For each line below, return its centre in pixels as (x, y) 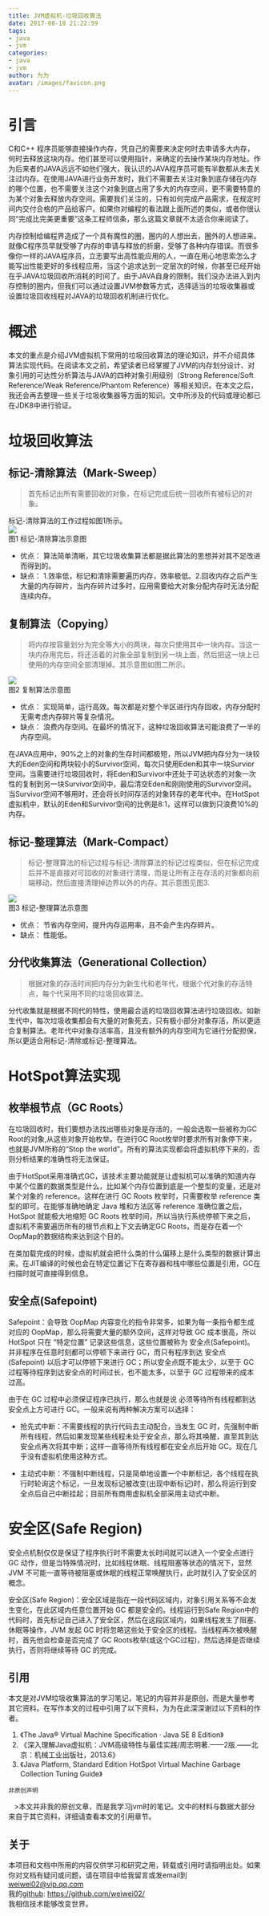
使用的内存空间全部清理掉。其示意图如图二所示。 (108, 665)
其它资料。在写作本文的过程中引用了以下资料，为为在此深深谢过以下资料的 (131, 1708)
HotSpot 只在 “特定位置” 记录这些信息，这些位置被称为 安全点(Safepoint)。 (131, 1342)
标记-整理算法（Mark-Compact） (92, 842)
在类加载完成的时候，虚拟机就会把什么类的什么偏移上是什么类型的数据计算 (131, 1253)
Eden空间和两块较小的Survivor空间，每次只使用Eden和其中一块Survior (138, 764)
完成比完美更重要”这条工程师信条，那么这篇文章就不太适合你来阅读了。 (136, 219)
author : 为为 (29, 75)
